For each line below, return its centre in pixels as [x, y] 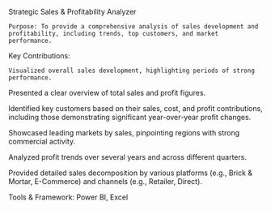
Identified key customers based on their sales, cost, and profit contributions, [135, 108]
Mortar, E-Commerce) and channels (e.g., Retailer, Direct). [105, 181]
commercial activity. [42, 141]
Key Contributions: [39, 56]
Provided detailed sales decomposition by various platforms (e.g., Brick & [131, 173]
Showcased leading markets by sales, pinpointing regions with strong [124, 133]
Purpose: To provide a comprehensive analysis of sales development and [133, 27]
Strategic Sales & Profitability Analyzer [72, 12]
